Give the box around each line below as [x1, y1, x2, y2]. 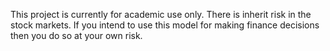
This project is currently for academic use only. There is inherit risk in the [10, 9, 312, 20]
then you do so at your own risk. [10, 30, 143, 41]
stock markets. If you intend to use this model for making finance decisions [10, 19, 320, 31]
